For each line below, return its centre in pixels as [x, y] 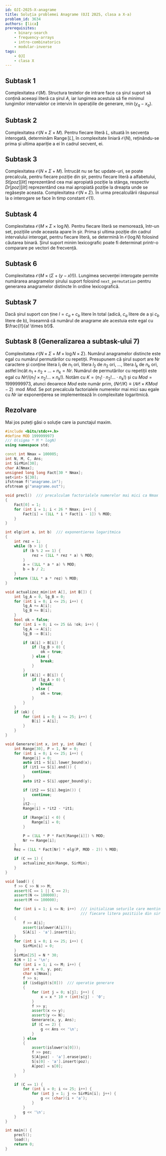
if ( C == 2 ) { [46, 1025]
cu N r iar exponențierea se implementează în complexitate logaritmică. [77, 394]
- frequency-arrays [34, 38]
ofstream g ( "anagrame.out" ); [35, 486]
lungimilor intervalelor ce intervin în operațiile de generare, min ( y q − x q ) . [79, 104]
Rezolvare [21, 410]
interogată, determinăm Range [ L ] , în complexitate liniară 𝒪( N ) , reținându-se [82, 138]
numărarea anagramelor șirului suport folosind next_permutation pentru [78, 281]
